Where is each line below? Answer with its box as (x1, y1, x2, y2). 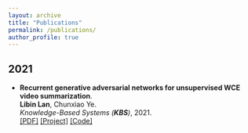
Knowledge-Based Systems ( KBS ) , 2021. (19, 108, 152, 117)
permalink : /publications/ (8, 26, 97, 34)
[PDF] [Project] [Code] (19, 117, 93, 126)
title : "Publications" (8, 19, 82, 27)
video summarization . (19, 92, 93, 101)
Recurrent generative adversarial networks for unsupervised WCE (19, 83, 241, 92)
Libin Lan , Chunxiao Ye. (19, 99, 97, 110)
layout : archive (8, 11, 61, 20)
